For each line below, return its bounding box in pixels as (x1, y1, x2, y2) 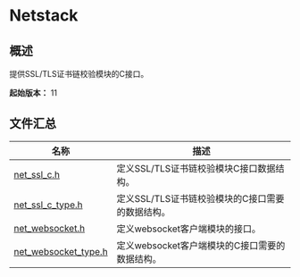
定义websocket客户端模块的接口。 (116, 222, 262, 235)
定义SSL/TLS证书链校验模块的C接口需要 (116, 192, 285, 205)
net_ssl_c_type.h (13, 198, 83, 211)
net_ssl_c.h (13, 168, 61, 180)
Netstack (9, 5, 79, 26)
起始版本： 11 (9, 88, 58, 98)
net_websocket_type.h (13, 245, 109, 257)
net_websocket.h (13, 222, 86, 234)
